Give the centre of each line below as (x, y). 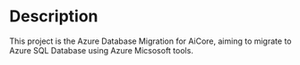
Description (54, 16)
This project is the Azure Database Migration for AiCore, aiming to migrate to (150, 41)
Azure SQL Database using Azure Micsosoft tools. (102, 50)
